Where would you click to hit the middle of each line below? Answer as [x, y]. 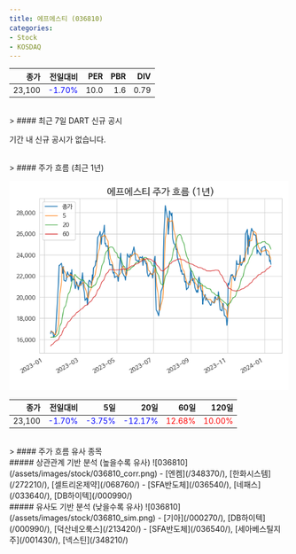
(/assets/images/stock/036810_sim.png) [83, 518]
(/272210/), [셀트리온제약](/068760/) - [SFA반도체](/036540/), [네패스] [135, 484]
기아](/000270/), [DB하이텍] [216, 518]
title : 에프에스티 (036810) [56, 19]
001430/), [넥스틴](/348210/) [77, 540]
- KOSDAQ [25, 47]
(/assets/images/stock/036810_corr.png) [83, 473]
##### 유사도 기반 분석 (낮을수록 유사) [76, 506]
